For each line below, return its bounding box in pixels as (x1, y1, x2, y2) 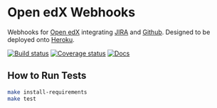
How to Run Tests (7, 70, 87, 82)
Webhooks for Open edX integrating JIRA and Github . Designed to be (7, 28, 211, 36)
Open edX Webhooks (7, 4, 136, 21)
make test (7, 95, 37, 102)
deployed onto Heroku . (7, 35, 75, 43)
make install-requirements (7, 88, 88, 96)
